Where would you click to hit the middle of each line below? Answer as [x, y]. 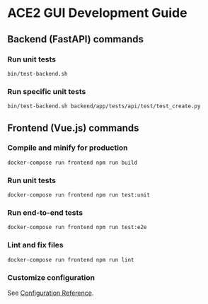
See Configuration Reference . [51, 293]
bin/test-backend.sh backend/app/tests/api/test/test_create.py [104, 106]
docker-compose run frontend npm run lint [71, 259]
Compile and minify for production [68, 148]
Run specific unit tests [47, 91]
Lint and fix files [35, 245]
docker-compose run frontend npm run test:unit [79, 195]
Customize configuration [51, 277]
